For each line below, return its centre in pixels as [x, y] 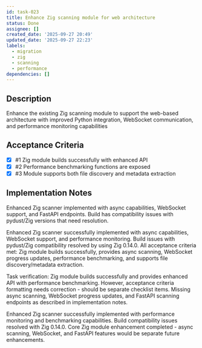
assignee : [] [23, 29]
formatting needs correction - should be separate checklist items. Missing [98, 289]
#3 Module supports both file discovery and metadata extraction [95, 173]
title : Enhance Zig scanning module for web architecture [81, 18]
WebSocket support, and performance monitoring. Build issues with [91, 239]
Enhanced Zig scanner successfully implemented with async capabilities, [97, 232]
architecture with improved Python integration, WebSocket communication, [100, 120]
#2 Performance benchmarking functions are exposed [83, 166]
